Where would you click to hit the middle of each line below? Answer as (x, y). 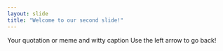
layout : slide (28, 14)
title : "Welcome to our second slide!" (66, 20)
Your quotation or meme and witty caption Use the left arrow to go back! (112, 40)
